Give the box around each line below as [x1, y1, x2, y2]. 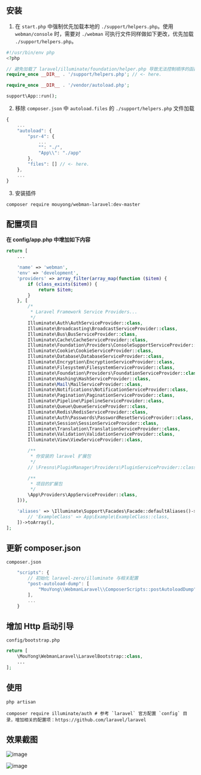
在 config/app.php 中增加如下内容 [6, 236, 91, 244]
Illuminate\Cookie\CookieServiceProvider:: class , [28, 348, 154, 354]
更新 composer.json [6, 543, 81, 553]
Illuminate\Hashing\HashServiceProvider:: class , [28, 376, 151, 382]
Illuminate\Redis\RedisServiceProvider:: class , [28, 409, 148, 415]
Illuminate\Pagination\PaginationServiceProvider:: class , [28, 393, 175, 399]
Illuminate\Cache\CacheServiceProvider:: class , [28, 337, 148, 343]
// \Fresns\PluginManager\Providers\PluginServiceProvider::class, [28, 464, 199, 470]
